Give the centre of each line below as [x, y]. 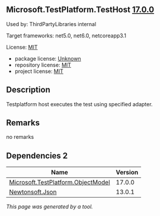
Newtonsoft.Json [33, 192]
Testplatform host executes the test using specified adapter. [79, 104]
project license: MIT [39, 71]
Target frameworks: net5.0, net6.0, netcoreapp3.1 [66, 36]
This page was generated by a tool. [49, 207]
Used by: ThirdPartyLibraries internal [51, 24]
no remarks [20, 137]
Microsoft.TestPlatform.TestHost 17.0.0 [80, 10]
